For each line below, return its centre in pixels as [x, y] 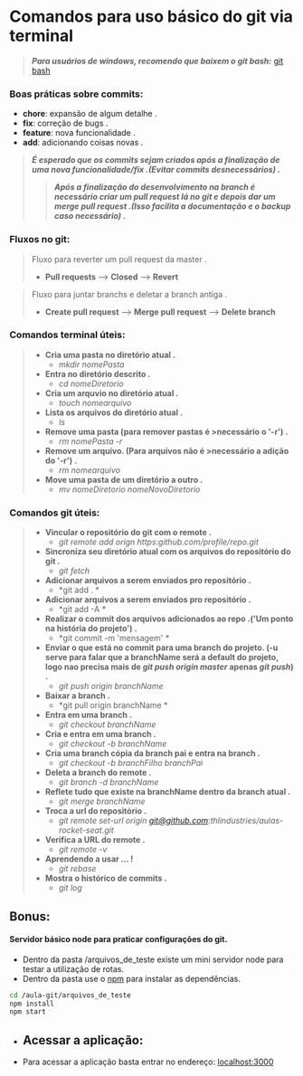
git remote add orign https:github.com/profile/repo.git [159, 542]
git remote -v [83, 849]
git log [71, 888]
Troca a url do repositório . [96, 811]
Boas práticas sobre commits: [76, 94]
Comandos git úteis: [55, 513]
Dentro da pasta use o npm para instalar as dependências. [132, 978]
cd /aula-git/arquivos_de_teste [70, 995]
